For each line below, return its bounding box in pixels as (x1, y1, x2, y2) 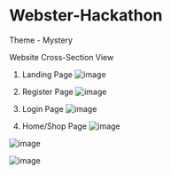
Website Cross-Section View (9, 52, 114, 62)
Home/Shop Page (21, 121, 87, 131)
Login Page (21, 103, 64, 114)
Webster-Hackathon (9, 5, 163, 26)
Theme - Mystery (9, 35, 74, 45)
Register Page (21, 86, 74, 97)
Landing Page (21, 68, 74, 80)
